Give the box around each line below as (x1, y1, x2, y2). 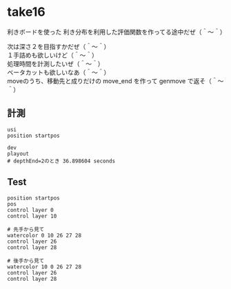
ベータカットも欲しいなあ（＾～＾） (7, 68, 110, 76)
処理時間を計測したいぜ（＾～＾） (7, 59, 104, 67)
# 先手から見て (7, 226, 45, 233)
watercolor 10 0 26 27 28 (7, 263, 81, 270)
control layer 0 (7, 206, 54, 213)
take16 (7, 4, 46, 20)
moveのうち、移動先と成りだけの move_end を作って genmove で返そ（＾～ (7, 76, 224, 85)
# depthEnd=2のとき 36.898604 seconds (7, 158, 116, 164)
